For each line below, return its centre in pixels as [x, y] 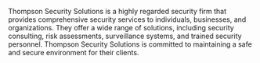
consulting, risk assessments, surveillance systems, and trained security [125, 36]
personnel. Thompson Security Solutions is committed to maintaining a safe [130, 44]
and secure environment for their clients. [74, 52]
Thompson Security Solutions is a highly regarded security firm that [117, 11]
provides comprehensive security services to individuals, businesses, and [127, 19]
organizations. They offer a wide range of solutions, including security [121, 28]
